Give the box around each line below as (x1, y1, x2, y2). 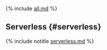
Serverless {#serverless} (5, 22, 102, 32)
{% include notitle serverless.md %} (5, 38, 95, 45)
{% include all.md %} (5, 5, 58, 12)
